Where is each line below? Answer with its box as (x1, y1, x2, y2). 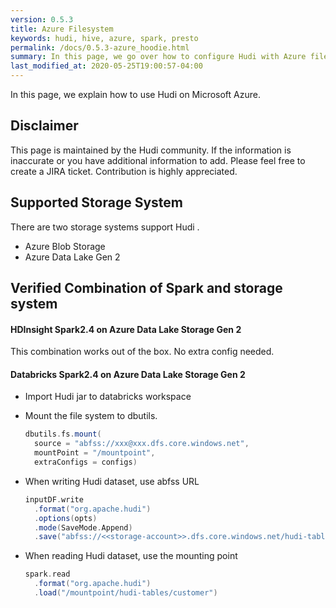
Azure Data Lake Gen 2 (24, 251, 121, 263)
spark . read (24, 569, 71, 580)
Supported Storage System (10, 194, 183, 211)
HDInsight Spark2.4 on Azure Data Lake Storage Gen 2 (10, 323, 242, 335)
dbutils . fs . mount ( (24, 429, 102, 440)
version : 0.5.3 (10, 14, 74, 25)
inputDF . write (24, 494, 84, 505)
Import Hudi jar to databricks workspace (24, 391, 192, 403)
